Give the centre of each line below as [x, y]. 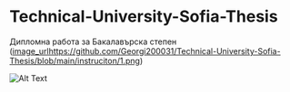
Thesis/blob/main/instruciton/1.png [75, 60]
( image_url [29, 51]
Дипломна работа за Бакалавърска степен [93, 41]
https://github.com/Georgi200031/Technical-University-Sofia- [165, 51]
